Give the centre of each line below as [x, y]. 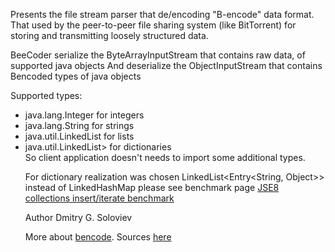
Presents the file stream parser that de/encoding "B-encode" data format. [162, 14]
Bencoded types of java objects [76, 76]
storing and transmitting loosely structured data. [109, 35]
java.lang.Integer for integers [84, 115]
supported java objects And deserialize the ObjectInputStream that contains [166, 65]
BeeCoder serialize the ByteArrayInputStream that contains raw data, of [158, 55]
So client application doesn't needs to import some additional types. [165, 157]
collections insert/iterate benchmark [99, 198]
